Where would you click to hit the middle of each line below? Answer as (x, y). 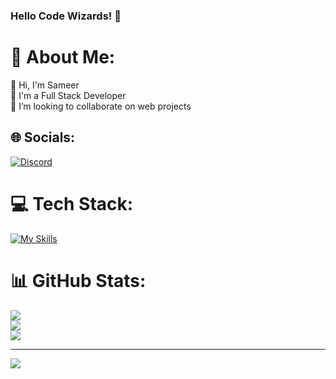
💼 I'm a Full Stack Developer (68, 95)
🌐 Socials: (43, 137)
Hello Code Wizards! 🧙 (66, 16)
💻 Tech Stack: (72, 203)
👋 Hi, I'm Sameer (45, 85)
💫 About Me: (63, 57)
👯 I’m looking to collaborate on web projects (101, 106)
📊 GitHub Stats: (78, 280)
